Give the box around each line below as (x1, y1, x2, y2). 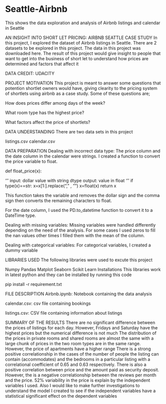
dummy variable (5, 247, 38, 253)
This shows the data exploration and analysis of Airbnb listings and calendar (5, 20, 161, 26)
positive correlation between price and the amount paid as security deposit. (5, 366, 160, 372)
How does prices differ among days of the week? (5, 100, 105, 106)
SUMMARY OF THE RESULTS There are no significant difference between (5, 320, 156, 325)
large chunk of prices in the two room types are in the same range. (5, 340, 141, 346)
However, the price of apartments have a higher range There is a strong (5, 346, 151, 352)
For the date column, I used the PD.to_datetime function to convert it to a (5, 207, 153, 213)
